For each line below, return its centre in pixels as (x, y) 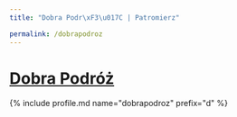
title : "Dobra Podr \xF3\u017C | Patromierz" (95, 18)
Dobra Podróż (62, 78)
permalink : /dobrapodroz (56, 34)
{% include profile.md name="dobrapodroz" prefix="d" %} (119, 103)
